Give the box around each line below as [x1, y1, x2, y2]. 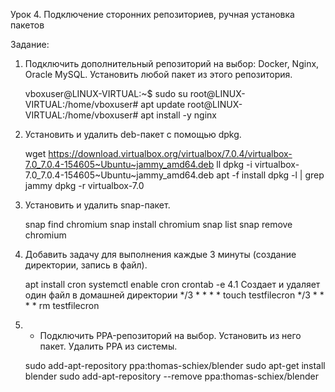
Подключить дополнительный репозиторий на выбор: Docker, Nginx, [24, 58, 320, 69]
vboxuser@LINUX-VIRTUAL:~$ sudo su [24, 88, 188, 99]
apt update [140, 99, 186, 110]
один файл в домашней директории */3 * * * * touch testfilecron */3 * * [24, 289, 325, 301]
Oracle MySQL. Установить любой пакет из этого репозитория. [24, 69, 293, 80]
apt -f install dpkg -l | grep [216, 169, 325, 181]
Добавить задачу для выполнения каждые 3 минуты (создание [24, 249, 297, 260]
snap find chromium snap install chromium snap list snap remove [24, 219, 293, 230]
